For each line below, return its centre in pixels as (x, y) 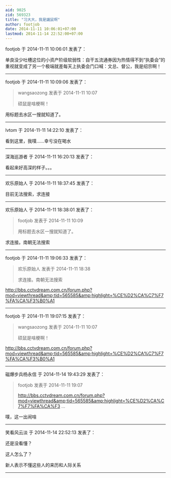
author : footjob (22, 24)
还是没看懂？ (19, 443)
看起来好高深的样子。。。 (30, 167)
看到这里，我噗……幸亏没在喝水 (38, 141)
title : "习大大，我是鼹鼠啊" (33, 19)
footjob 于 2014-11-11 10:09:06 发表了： (46, 82)
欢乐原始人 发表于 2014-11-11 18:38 (54, 269)
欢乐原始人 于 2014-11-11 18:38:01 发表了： (50, 210)
